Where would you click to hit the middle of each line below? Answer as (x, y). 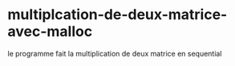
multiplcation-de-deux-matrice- (118, 15)
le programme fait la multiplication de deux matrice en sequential (115, 53)
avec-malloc (50, 31)
